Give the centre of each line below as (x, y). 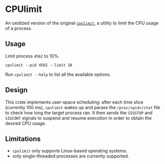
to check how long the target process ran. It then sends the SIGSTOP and (79, 113)
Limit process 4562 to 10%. (32, 56)
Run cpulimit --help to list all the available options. (58, 74)
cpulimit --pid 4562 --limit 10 (39, 65)
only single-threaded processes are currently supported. (71, 156)
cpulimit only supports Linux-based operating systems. (70, 151)
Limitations (23, 139)
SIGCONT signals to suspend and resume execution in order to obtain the (79, 118)
